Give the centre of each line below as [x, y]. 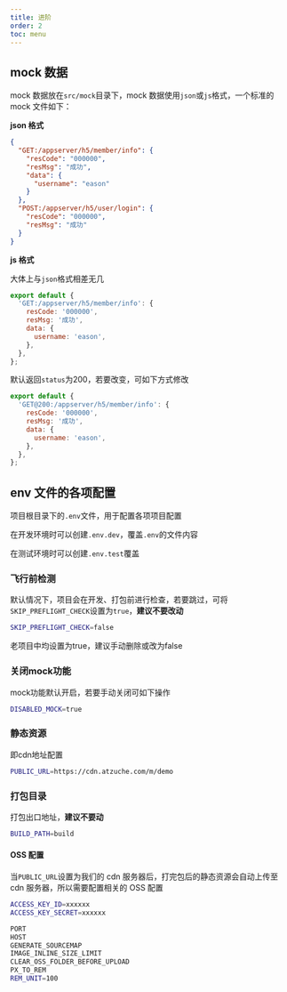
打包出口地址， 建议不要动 [57, 817]
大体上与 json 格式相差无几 [57, 278]
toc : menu [28, 34]
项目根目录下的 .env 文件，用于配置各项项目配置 [96, 516]
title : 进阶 [31, 17]
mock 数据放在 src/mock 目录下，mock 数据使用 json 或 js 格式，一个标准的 [142, 95]
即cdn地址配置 [36, 754]
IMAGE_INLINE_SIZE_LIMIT [56, 954]
